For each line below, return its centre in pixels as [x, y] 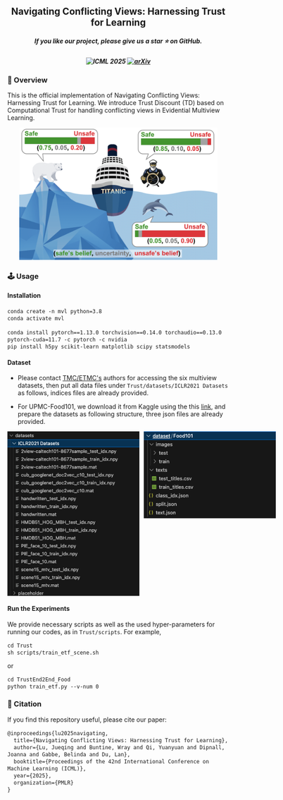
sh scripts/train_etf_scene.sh [53, 653]
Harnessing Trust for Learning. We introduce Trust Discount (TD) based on [115, 103]
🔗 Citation [25, 704]
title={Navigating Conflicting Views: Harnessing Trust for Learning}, [121, 740]
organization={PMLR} [44, 782]
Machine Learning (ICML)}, [47, 768]
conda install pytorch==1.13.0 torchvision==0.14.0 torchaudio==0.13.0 [114, 332]
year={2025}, [33, 775]
